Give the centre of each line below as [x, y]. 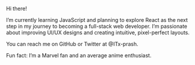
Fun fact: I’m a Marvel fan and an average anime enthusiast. [79, 55]
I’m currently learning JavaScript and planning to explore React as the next [97, 20]
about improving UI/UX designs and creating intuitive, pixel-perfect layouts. [98, 32]
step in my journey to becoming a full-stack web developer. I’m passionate [97, 26]
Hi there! [17, 9]
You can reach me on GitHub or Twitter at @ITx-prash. [72, 44]
